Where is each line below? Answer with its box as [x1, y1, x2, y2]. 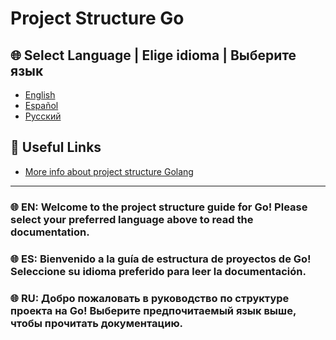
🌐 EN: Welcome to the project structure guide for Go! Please [10, 200, 308, 214]
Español [24, 100, 59, 111]
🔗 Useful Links [10, 139, 102, 156]
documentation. [10, 225, 90, 239]
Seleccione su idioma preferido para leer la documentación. [10, 264, 307, 278]
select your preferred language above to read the [10, 212, 254, 226]
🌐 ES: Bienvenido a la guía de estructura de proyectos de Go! [10, 252, 312, 266]
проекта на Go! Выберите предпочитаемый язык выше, [10, 303, 297, 317]
